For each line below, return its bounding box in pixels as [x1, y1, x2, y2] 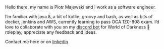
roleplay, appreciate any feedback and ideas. [5, 29, 97, 35]
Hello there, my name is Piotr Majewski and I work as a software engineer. [5, 4, 156, 10]
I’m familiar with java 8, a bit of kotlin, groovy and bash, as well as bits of [5, 14, 153, 19]
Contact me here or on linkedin [5, 39, 68, 45]
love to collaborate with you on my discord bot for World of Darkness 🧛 [5, 24, 150, 30]
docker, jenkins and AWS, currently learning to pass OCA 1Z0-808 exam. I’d [5, 19, 160, 24]
